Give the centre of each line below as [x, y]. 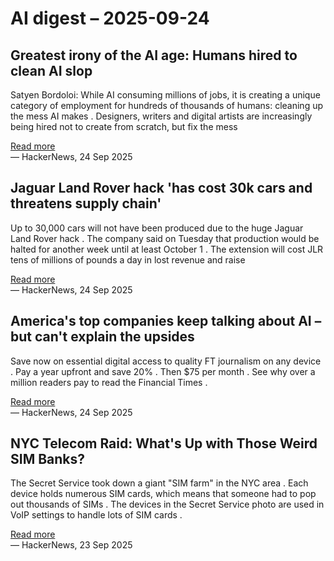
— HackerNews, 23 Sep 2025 [71, 545]
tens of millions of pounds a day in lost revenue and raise [128, 259]
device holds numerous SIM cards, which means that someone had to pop [163, 494]
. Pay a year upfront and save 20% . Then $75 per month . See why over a [163, 371]
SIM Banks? [48, 459]
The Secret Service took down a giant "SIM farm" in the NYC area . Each [159, 483]
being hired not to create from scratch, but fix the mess [124, 126]
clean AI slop [51, 70]
